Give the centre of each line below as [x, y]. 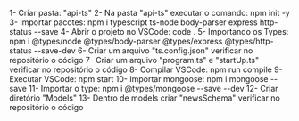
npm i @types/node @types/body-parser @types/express [116, 41]
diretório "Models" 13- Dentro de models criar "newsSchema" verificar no [145, 98]
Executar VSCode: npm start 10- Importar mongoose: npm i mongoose [139, 79]
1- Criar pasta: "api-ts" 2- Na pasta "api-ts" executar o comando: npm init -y [149, 13]
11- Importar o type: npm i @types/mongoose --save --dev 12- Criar [153, 89]
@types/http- [249, 41]
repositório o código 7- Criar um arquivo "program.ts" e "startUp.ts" [134, 60]
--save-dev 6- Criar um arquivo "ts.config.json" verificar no [144, 51]
